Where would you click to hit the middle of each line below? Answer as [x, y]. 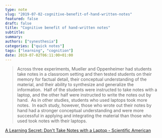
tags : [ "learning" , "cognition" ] [39, 50]
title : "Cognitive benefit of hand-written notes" [58, 28]
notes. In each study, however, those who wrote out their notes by [84, 105]
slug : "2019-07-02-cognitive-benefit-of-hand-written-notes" [69, 14]
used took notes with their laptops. [52, 121]
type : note [16, 10]
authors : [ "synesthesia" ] [31, 42]
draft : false [18, 23]
